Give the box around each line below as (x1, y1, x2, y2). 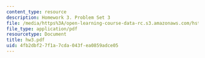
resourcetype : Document (6, 31, 67, 37)
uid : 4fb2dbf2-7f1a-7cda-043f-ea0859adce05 (6, 43, 119, 49)
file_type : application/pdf (6, 25, 78, 32)
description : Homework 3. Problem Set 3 (6, 14, 111, 21)
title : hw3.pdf (6, 37, 45, 43)
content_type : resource (6, 8, 67, 15)
